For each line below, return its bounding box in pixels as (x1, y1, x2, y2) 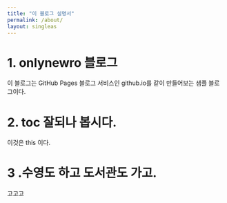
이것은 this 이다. (7, 139, 50, 147)
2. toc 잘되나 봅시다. (7, 115, 117, 130)
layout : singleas (7, 23, 57, 30)
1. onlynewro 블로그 (7, 55, 118, 70)
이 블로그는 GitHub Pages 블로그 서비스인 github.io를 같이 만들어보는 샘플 (7, 79, 207, 87)
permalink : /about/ (7, 17, 63, 23)
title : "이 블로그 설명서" (7, 10, 75, 17)
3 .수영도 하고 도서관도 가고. (7, 165, 157, 181)
